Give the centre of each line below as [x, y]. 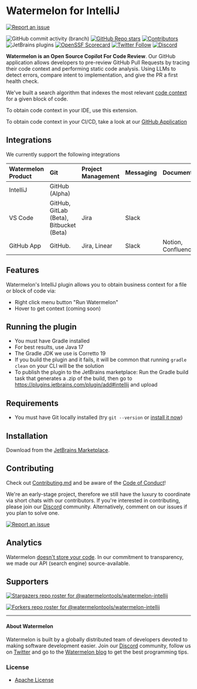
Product [21, 176]
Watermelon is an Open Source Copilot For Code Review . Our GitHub [91, 56]
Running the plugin [42, 327]
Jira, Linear [97, 245]
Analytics [24, 543]
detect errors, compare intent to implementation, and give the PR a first [92, 75]
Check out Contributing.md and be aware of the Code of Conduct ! [86, 482]
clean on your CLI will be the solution [59, 366]
